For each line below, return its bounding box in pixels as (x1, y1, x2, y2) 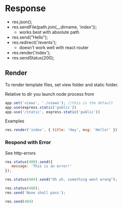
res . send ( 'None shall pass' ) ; (5, 190, 66, 195)
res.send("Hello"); (12, 34, 48, 40)
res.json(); (12, 19, 33, 25)
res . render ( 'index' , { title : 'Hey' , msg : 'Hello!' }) (5, 128, 118, 133)
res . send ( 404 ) (5, 199, 34, 204)
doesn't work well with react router (19, 45, 89, 50)
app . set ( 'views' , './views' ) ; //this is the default (5, 100, 113, 105)
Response (5, 3, 46, 14)
